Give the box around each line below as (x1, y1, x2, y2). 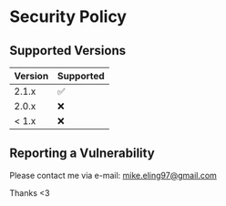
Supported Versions (9, 43, 126, 58)
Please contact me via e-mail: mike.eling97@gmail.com (9, 170, 217, 180)
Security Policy (9, 6, 128, 27)
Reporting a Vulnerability (9, 146, 155, 161)
